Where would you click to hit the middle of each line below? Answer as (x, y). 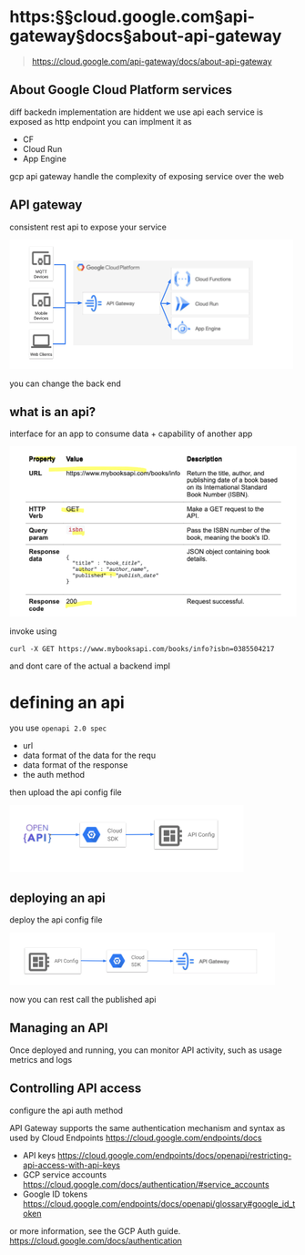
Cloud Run (42, 148)
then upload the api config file (66, 792)
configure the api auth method (66, 1110)
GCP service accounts (65, 1174)
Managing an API (59, 1028)
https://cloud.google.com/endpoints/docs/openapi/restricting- (175, 1155)
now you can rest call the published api (83, 1000)
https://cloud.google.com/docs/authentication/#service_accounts (146, 1184)
